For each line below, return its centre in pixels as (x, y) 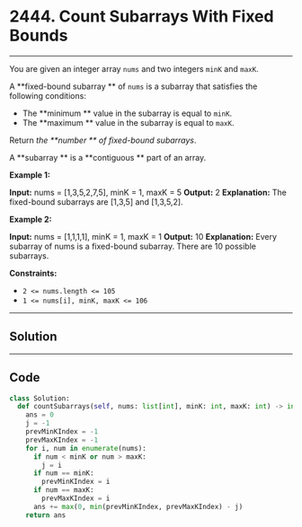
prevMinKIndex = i (76, 482)
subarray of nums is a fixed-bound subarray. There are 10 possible (133, 246)
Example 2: (31, 219)
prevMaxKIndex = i (76, 499)
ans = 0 (40, 415)
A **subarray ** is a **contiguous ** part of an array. (108, 157)
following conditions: (48, 95)
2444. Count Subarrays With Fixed (142, 17)
